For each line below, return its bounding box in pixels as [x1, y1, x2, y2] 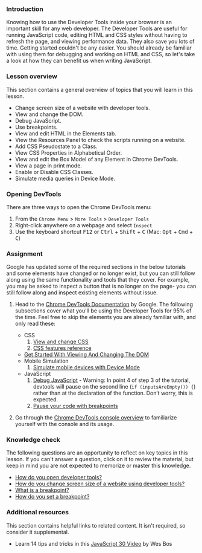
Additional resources [6, 508, 69, 517]
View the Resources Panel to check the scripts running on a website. [14, 136, 186, 143]
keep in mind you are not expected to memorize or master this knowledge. [6, 462, 191, 470]
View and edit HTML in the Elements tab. [14, 129, 116, 137]
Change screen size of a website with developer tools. [14, 104, 150, 111]
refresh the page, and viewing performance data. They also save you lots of [6, 38, 195, 45]
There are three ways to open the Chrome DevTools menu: [6, 203, 152, 210]
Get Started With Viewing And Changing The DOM [24, 351, 150, 358]
